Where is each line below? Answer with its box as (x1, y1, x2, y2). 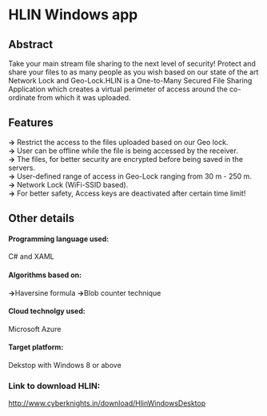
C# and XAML (8, 252, 54, 261)
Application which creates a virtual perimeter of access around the (8, 84, 228, 94)
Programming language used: (8, 234, 110, 244)
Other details (8, 212, 74, 225)
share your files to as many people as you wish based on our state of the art (8, 67, 259, 77)
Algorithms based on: (8, 270, 82, 280)
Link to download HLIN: (8, 380, 101, 391)
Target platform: (8, 342, 64, 352)
